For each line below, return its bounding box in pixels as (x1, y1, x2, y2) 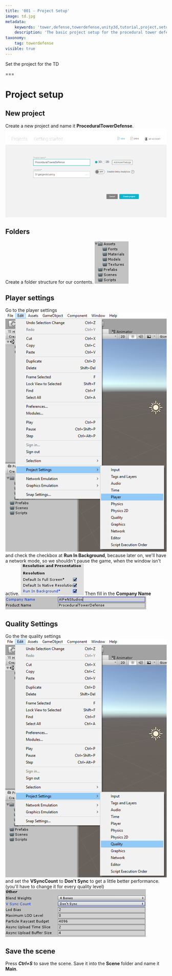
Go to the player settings (5, 307, 57, 313)
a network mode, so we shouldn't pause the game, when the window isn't (5, 558, 161, 564)
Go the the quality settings (5, 633, 61, 640)
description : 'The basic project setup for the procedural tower (14, 30, 157, 35)
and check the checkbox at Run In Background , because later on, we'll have (5, 552, 166, 559)
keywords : (14, 25, 36, 30)
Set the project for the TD (5, 61, 59, 67)
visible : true (5, 46, 36, 51)
